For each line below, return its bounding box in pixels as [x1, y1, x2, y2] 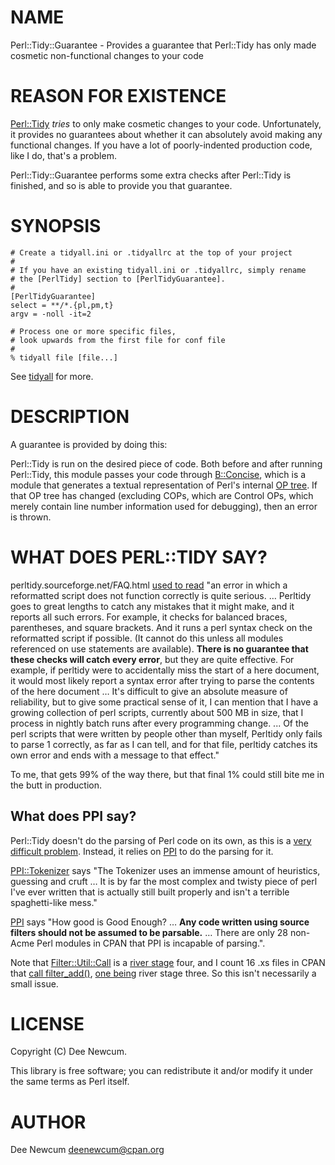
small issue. [10, 977, 59, 990]
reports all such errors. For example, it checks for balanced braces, [10, 611, 288, 623]
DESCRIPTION [10, 406, 130, 428]
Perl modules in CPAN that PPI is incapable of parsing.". [36, 937, 266, 949]
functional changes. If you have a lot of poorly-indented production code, [10, 139, 313, 151]
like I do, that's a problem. [10, 149, 117, 161]
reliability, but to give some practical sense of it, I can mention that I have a [10, 696, 318, 708]
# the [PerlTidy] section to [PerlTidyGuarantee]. [10, 274, 226, 284]
